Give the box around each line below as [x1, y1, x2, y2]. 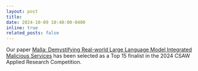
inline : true [6, 24, 38, 31]
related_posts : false [6, 30, 60, 36]
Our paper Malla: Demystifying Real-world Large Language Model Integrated [6, 46, 193, 53]
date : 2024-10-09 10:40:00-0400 [6, 19, 85, 25]
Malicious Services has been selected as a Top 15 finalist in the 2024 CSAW [6, 52, 190, 59]
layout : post [6, 8, 38, 15]
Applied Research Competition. [6, 59, 82, 66]
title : [6, 14, 22, 20]
